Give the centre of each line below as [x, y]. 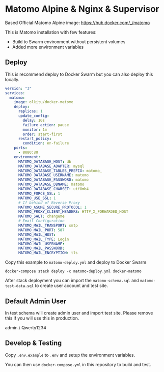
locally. [12, 79]
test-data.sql [20, 286]
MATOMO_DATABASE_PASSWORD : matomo [54, 180]
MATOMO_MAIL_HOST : [37, 234]
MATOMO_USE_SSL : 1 [37, 198]
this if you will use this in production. [42, 318]
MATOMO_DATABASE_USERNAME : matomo [54, 175]
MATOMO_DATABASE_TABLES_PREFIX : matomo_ [60, 171]
